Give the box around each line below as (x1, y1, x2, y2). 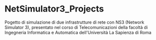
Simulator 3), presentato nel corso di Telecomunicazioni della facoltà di (4, 24, 148, 30)
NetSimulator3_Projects (4, 3, 104, 14)
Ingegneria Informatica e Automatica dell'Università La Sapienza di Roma (4, 29, 152, 35)
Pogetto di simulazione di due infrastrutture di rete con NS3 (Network (4, 19, 145, 25)
